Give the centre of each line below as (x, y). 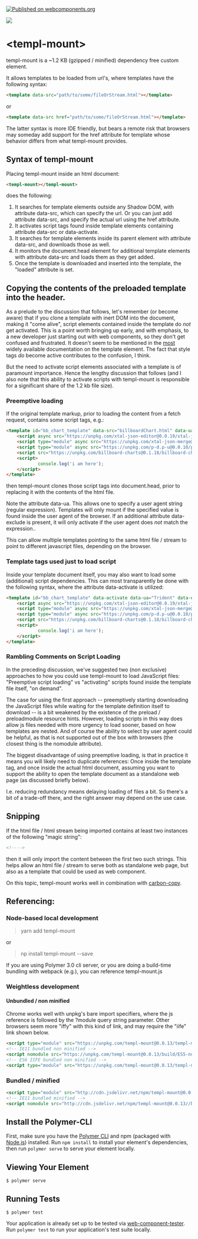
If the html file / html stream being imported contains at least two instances (97, 831)
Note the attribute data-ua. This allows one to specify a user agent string (94, 503)
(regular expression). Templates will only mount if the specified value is (93, 510)
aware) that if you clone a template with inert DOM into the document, (91, 318)
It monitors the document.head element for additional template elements (102, 251)
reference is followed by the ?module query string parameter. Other (88, 1020)
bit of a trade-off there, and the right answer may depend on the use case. (96, 798)
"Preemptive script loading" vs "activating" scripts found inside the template (99, 682)
